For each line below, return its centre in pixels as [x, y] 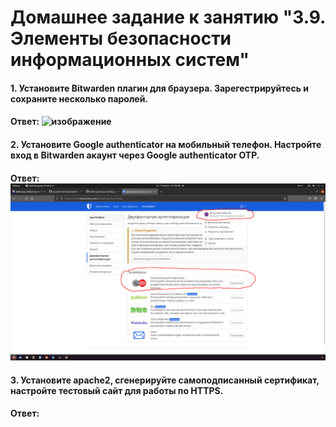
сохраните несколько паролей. [79, 98]
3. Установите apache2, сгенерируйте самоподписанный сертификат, [165, 380]
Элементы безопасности [121, 38]
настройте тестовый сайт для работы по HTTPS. [117, 390]
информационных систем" [130, 60]
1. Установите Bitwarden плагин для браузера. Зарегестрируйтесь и [159, 88]
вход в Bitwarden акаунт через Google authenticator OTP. [135, 155]
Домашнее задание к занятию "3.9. [168, 17]
